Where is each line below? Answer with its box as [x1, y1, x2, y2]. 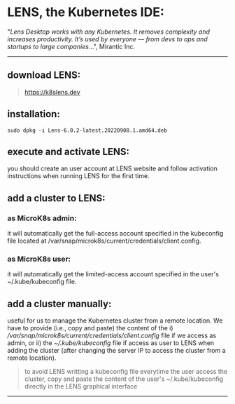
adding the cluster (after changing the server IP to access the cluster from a [7, 346, 226, 355]
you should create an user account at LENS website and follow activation [7, 164, 218, 173]
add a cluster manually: [7, 297, 112, 309]
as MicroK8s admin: [7, 213, 77, 223]
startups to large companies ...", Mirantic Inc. [7, 42, 135, 50]
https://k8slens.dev [24, 88, 80, 96]
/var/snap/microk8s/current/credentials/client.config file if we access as [7, 331, 217, 340]
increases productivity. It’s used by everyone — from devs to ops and [7, 34, 208, 43]
